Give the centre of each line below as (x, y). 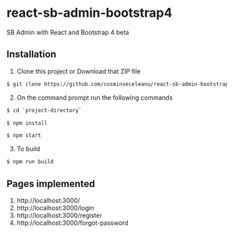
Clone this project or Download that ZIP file (79, 71)
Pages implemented (51, 184)
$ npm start (24, 136)
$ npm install (27, 123)
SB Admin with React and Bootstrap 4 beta (68, 32)
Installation (31, 54)
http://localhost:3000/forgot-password (72, 223)
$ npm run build (30, 162)
